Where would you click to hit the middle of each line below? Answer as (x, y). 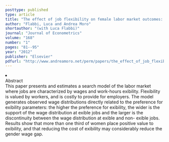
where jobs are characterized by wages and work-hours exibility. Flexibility (83, 91)
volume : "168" (20, 38)
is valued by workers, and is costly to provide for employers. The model (79, 97)
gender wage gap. (24, 134)
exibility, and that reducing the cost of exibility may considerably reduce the (84, 129)
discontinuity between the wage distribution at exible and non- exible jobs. (82, 118)
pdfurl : (13, 61)
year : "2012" (19, 52)
